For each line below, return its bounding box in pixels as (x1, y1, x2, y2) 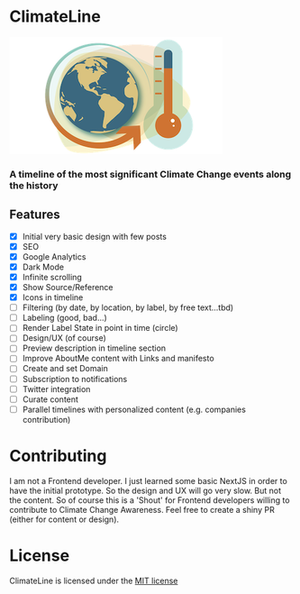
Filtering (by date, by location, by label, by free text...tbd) (22, 302, 234, 313)
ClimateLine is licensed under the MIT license (9, 575, 178, 586)
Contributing (9, 445, 107, 466)
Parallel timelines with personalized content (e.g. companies (22, 404, 246, 415)
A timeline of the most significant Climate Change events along (9, 168, 292, 180)
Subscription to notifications (22, 373, 128, 384)
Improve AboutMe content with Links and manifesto (22, 353, 214, 364)
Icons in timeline (22, 292, 84, 303)
